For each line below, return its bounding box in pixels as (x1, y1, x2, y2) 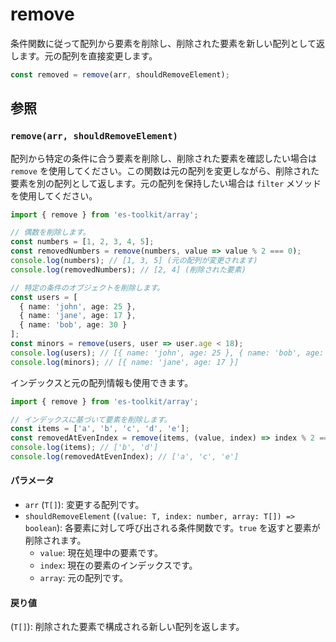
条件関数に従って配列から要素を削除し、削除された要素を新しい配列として (10, 37, 317, 49)
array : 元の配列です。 (39, 572, 128, 584)
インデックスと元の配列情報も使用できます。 (10, 376, 194, 388)
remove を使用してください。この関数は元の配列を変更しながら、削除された (10, 164, 320, 177)
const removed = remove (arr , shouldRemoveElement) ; (10, 69, 230, 80)
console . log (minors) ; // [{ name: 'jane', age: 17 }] (10, 357, 240, 367)
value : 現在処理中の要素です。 (39, 547, 163, 559)
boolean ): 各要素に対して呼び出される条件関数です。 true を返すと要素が (24, 522, 321, 534)
